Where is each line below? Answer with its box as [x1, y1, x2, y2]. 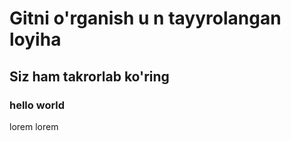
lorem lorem [9, 120, 59, 132]
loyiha [9, 28, 62, 51]
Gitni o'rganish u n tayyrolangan [9, 7, 282, 30]
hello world [9, 98, 66, 112]
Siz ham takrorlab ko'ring [9, 68, 170, 85]
